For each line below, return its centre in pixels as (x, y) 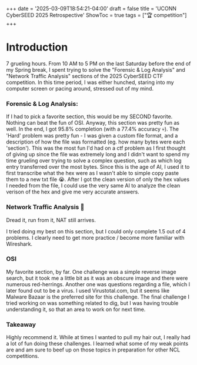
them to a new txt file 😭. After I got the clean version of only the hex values (98, 179)
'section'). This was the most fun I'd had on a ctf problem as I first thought (96, 148)
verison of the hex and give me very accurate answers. (73, 192)
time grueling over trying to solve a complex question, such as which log (94, 160)
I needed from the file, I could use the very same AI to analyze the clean (93, 186)
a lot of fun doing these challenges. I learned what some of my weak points (97, 344)
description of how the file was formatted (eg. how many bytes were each (96, 142)
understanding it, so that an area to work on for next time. (76, 309)
